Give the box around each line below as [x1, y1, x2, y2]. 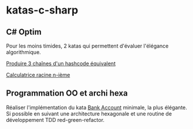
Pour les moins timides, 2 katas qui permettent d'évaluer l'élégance [6, 42, 169, 49]
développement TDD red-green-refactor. [6, 116, 104, 123]
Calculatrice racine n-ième [6, 72, 70, 78]
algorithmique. [6, 49, 41, 56]
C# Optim [6, 27, 42, 37]
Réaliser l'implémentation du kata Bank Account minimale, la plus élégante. [6, 104, 188, 111]
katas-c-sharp [6, 4, 79, 17]
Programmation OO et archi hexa [6, 89, 128, 99]
